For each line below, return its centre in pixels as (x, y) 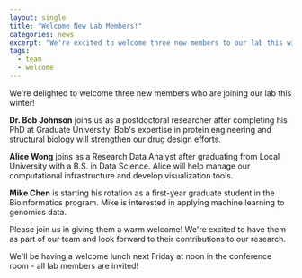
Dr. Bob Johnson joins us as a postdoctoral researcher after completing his (148, 120)
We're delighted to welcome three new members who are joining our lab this (151, 93)
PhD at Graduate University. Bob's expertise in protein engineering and (141, 129)
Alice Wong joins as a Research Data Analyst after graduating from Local (145, 156)
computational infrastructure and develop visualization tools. (121, 175)
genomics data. (38, 212)
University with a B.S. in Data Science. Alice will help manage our (130, 166)
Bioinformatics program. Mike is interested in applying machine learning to (147, 202)
